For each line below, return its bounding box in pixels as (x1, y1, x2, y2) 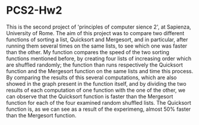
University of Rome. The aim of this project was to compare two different (6, 29, 185, 36)
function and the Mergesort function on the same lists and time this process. (6, 67, 194, 74)
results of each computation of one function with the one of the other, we (6, 86, 186, 93)
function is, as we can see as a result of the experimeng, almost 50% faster (6, 105, 191, 112)
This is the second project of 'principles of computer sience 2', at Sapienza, (6, 23, 191, 30)
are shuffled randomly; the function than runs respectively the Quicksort (6, 61, 183, 68)
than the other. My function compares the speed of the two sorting (6, 48, 169, 55)
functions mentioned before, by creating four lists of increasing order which (6, 55, 192, 62)
